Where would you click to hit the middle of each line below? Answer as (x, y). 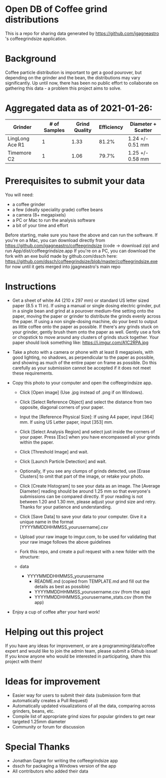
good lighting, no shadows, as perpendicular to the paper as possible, (83, 357)
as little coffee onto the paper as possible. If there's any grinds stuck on (85, 327)
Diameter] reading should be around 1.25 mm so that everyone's (85, 491)
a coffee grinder (29, 204)
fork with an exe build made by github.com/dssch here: (61, 256)
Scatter (143, 130)
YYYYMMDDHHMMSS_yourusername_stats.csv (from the (93, 597)
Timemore (20, 153)
